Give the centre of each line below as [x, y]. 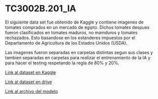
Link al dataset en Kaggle [31, 72]
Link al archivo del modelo [32, 91]
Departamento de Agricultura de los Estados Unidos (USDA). [66, 43]
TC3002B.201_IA [41, 9]
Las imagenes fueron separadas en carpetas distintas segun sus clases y [79, 52]
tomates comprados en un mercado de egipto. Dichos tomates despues [77, 27]
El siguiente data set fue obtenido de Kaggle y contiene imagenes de [74, 22]
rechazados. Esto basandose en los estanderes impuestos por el [70, 38]
